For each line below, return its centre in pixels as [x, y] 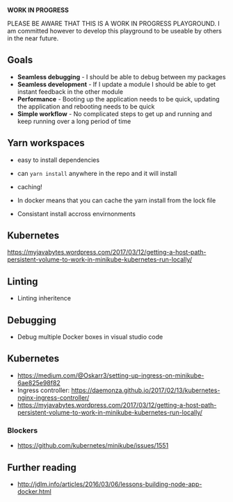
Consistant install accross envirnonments [76, 213]
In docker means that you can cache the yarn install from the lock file [116, 200]
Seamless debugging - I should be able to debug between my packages [121, 76]
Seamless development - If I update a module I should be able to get [116, 84]
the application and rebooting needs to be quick [86, 106]
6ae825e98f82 [39, 382]
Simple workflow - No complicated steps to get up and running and [114, 113]
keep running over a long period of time [74, 121]
